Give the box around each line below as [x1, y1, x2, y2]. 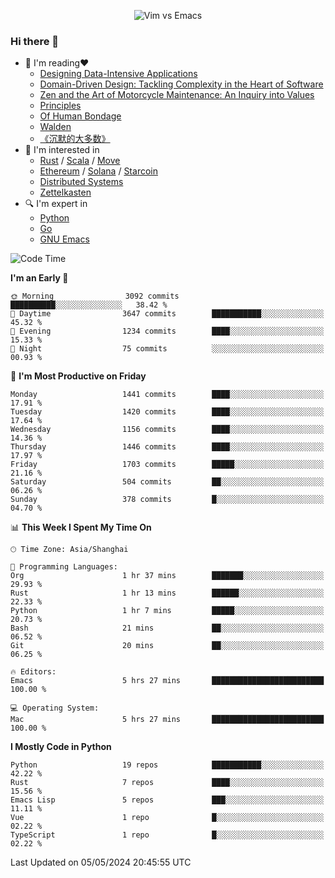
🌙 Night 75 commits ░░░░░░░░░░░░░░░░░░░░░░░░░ [10, 344, 325, 354]
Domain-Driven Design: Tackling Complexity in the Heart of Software [39, 78, 324, 90]
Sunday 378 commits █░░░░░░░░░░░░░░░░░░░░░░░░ [10, 495, 325, 505]
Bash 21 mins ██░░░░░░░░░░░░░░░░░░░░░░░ [10, 623, 325, 634]
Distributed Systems [39, 176, 124, 188]
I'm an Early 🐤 [10, 272, 69, 284]
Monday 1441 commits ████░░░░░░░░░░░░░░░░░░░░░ [10, 390, 325, 400]
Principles [39, 100, 82, 112]
